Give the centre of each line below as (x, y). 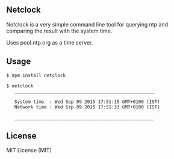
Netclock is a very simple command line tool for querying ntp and (87, 24)
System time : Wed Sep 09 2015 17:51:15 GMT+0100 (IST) (87, 102)
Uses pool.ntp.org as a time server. (50, 42)
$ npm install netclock (36, 75)
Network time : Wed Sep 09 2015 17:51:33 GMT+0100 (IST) (87, 107)
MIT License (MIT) (29, 151)
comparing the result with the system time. (59, 31)
